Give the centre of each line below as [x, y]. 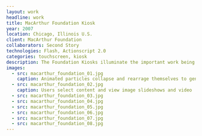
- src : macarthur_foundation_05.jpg [57, 107]
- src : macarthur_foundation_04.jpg [57, 101]
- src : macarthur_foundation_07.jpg [57, 118]
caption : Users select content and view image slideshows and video [105, 90]
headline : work [25, 17]
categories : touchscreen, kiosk [47, 57]
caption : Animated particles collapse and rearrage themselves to [102, 79]
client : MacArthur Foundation [44, 40]
